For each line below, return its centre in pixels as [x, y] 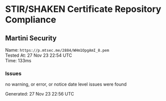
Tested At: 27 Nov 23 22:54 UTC [39, 55]
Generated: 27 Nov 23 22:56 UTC [40, 94]
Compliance [31, 20]
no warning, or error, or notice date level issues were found [66, 84]
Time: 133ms [18, 60]
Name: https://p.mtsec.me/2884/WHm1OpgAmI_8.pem [57, 50]
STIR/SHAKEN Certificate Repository [83, 9]
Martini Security [31, 38]
